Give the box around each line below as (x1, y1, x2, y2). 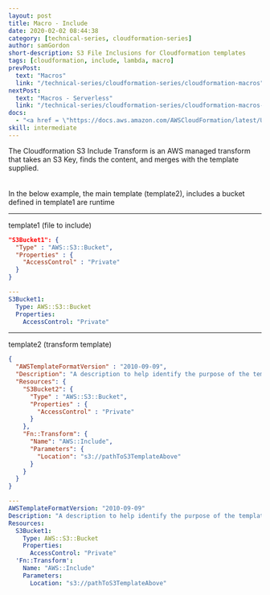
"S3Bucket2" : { (22, 385, 74, 393)
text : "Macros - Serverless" (15, 94, 113, 102)
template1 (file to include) (8, 220, 92, 230)
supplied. (8, 162, 39, 173)
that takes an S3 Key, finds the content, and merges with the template (8, 154, 239, 164)
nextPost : (8, 86, 42, 95)
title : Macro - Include (8, 19, 88, 27)
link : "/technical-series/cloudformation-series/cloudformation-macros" (15, 79, 264, 87)
